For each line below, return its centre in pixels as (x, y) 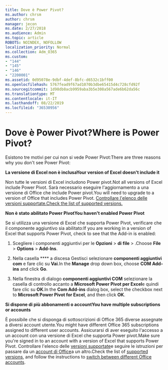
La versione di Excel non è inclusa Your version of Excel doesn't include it (82, 172)
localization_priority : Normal (38, 47)
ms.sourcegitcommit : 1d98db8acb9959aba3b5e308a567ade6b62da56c (73, 89)
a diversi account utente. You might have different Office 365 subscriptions (82, 325)
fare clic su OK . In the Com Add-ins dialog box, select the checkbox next (88, 289)
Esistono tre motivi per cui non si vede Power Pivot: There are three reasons (83, 157)
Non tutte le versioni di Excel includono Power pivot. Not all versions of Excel (84, 182)
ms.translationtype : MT (30, 94)
